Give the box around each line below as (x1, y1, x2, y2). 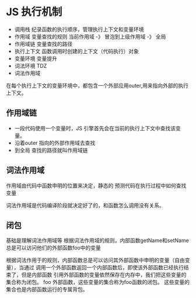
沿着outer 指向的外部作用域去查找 (14, 139, 96, 146)
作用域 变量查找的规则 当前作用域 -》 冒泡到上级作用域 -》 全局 (14, 33, 166, 40)
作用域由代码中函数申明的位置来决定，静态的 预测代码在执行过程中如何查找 (6, 182, 187, 189)
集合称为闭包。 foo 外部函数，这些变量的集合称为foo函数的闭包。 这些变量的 (6, 279, 190, 286)
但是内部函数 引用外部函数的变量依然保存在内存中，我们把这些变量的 (21, 271, 187, 278)
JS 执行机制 (6, 5, 62, 19)
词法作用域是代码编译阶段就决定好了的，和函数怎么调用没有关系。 (6, 202, 164, 209)
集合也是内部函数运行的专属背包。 (6, 286, 88, 293)
